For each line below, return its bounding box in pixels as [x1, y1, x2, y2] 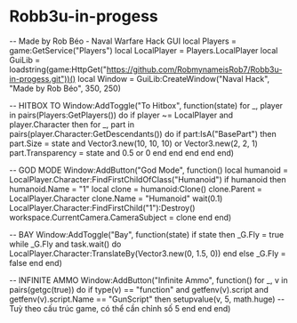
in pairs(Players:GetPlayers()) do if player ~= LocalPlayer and [9, 109, 234, 120]
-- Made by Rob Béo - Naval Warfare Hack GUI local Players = [9, 36, 237, 46]
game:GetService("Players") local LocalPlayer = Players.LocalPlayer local [9, 44, 278, 55]
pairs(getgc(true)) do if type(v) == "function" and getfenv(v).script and [9, 284, 269, 295]
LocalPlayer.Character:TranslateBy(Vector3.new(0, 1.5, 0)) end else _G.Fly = [9, 247, 286, 259]
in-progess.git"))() [9, 73, 76, 84]
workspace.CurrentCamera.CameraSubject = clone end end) [9, 212, 232, 222]
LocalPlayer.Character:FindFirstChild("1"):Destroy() [9, 202, 196, 213]
